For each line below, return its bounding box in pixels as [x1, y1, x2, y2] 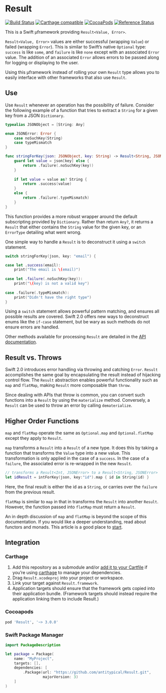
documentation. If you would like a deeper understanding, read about [5, 519, 146, 525]
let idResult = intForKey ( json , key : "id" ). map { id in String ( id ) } [5, 475, 149, 480]
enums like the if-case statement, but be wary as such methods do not [5, 319, 150, 325]
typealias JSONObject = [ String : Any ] [5, 122, 85, 127]
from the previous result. [5, 489, 55, 495]
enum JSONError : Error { [5, 131, 56, 136]
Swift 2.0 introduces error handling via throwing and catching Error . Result [5, 367, 158, 373]
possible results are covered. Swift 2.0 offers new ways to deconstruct [5, 314, 149, 320]
